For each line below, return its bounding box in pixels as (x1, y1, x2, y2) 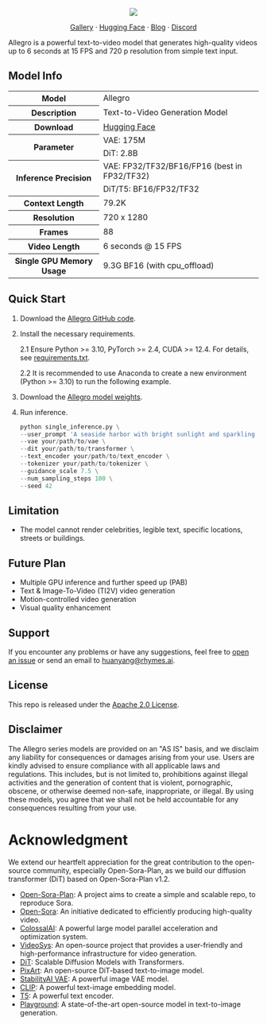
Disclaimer (8, 723, 63, 736)
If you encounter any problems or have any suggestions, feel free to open (8, 646, 250, 656)
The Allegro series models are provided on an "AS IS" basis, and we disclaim (8, 744, 259, 753)
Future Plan (8, 557, 66, 570)
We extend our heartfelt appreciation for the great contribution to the (8, 857, 234, 867)
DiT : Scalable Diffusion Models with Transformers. (19, 957, 184, 966)
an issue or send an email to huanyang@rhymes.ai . (8, 655, 176, 665)
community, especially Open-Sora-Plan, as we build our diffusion (33, 865, 246, 875)
